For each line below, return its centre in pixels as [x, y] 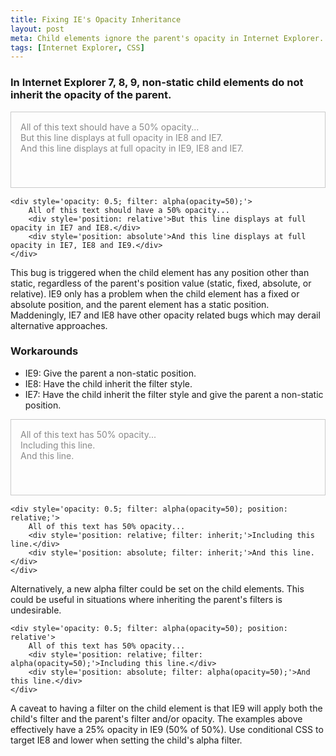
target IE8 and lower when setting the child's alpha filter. [126, 740]
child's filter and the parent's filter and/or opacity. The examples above [156, 718]
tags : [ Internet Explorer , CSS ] [77, 47]
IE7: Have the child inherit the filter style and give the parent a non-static [174, 394]
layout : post [37, 29]
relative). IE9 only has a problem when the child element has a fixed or [155, 293]
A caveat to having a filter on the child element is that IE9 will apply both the [166, 708]
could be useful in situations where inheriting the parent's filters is [146, 599]
